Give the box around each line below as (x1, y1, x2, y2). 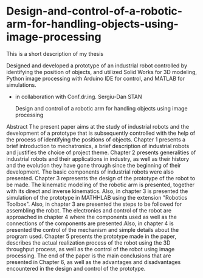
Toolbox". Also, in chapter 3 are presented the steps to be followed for (6, 200, 182, 208)
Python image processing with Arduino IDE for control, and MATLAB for (6, 75, 185, 82)
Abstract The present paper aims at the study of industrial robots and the (6, 123, 190, 130)
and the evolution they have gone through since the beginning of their (6, 161, 181, 169)
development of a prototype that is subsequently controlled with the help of (6, 129, 196, 137)
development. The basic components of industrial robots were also (6, 168, 174, 175)
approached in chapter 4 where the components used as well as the (6, 213, 177, 220)
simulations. (6, 81, 36, 89)
